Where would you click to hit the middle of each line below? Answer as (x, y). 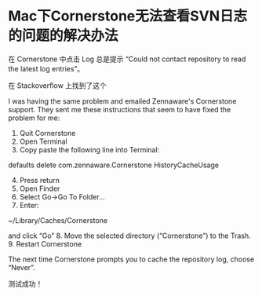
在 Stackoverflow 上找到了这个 (58, 85)
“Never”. (22, 267)
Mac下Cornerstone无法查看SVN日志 (128, 16)
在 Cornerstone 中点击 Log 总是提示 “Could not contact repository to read (127, 59)
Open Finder (40, 188)
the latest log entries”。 (46, 68)
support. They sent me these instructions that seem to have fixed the (120, 109)
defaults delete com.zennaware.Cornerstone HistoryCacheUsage (114, 165)
